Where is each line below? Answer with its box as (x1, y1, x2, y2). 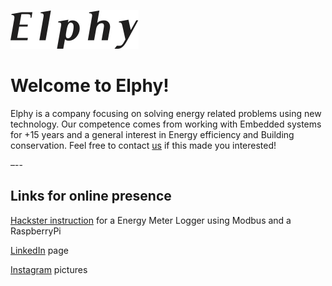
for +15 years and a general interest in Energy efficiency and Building (10, 128, 295, 140)
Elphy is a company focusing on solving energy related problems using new (10, 107, 322, 119)
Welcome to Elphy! (10, 75, 170, 97)
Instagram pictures (10, 263, 88, 275)
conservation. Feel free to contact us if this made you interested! (10, 139, 277, 151)
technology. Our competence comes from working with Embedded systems (10, 118, 322, 130)
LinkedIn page (10, 244, 69, 256)
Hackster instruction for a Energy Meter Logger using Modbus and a (10, 214, 292, 226)
